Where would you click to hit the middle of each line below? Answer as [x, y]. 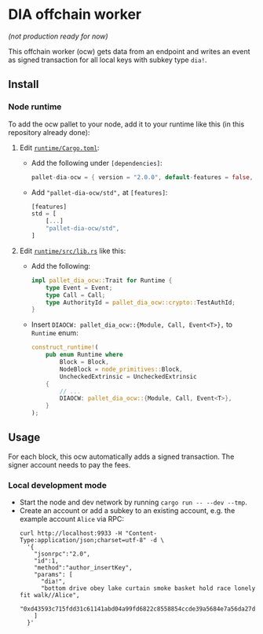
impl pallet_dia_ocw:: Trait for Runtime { [102, 280]
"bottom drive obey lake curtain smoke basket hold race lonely [148, 588]
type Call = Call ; [76, 295]
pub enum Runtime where [84, 355]
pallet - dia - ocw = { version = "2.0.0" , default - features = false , [142, 177]
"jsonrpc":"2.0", [62, 554]
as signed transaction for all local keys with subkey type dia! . [108, 60]
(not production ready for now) [58, 36]
